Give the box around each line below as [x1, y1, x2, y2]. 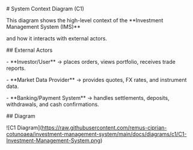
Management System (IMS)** [6, 23, 81, 30]
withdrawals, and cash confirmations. [6, 101, 99, 108]
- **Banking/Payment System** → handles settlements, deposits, [6, 95, 170, 101]
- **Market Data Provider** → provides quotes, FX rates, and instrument [6, 77, 187, 83]
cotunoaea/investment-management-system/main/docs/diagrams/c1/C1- [6, 131, 187, 137]
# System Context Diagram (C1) [6, 5, 84, 12]
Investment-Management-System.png [6, 137, 101, 144]
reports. [6, 64, 26, 72]
